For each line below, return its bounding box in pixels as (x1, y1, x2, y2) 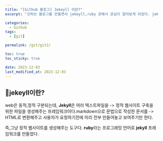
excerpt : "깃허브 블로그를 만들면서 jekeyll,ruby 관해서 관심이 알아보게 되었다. (5, 12, 150, 17)
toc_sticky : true (5, 56, 40, 61)
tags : (5, 30, 16, 35)
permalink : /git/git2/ (5, 43, 51, 48)
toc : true (5, 52, 25, 56)
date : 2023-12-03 (5, 65, 40, 70)
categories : (5, 20, 29, 25)
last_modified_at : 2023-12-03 (5, 69, 66, 74)
